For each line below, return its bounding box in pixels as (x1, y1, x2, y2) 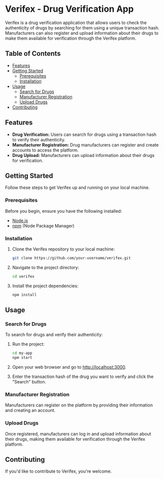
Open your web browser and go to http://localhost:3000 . (12, 364, 126, 370)
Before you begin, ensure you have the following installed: (5, 208, 122, 214)
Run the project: (12, 341, 45, 347)
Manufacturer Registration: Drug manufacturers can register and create (12, 142, 159, 148)
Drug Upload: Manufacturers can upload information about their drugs (12, 152, 155, 158)
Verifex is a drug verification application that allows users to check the (5, 20, 147, 25)
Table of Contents (5, 50, 61, 58)
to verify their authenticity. (12, 136, 66, 143)
